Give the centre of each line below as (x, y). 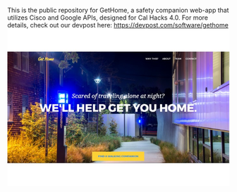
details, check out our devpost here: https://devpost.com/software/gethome (118, 25)
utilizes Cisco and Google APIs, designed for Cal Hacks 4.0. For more (108, 18)
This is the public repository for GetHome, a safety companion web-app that (118, 10)
